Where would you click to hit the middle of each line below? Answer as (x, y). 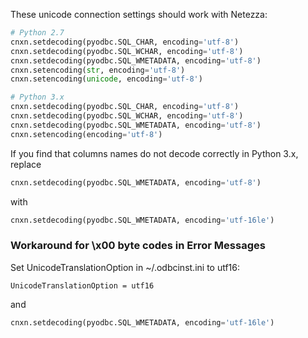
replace (26, 164)
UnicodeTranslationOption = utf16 (82, 285)
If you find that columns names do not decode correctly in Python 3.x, (154, 153)
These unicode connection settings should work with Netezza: (139, 14)
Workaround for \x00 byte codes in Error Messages (138, 246)
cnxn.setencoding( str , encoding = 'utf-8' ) (98, 70)
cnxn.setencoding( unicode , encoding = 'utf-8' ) (106, 79)
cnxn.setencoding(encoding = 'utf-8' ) (86, 134)
